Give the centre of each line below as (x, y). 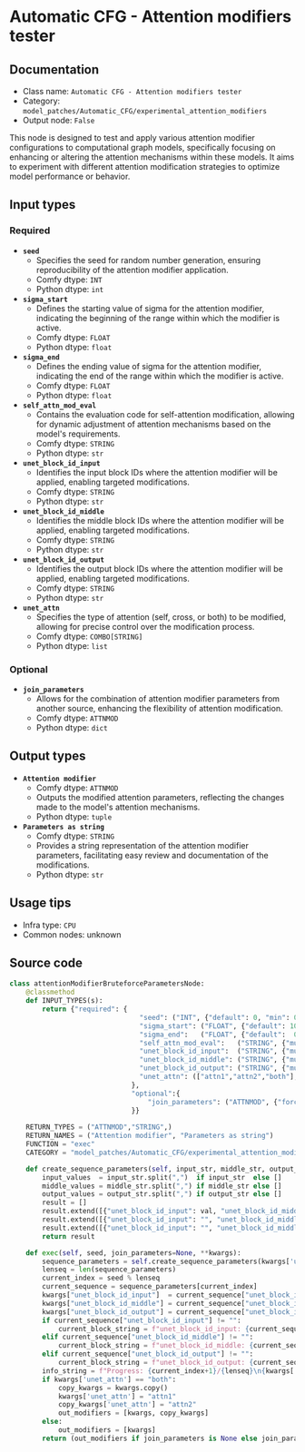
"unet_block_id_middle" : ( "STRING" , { (212, 1060)
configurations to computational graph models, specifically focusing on (143, 147)
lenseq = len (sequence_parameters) (109, 1270)
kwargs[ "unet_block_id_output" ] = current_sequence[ (144, 1312)
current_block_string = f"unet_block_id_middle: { (156, 1346)
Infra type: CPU (49, 925)
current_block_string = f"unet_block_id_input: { (153, 1329)
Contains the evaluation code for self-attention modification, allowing (165, 414)
